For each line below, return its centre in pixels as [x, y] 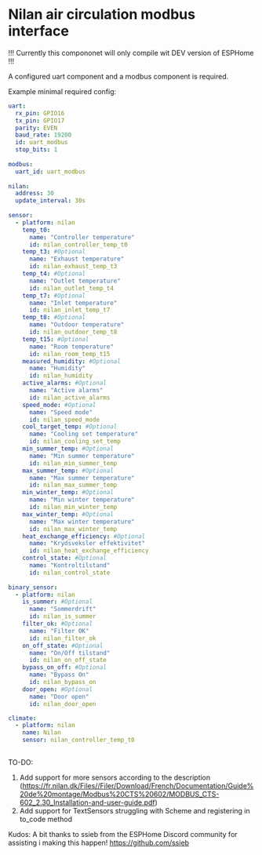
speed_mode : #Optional [59, 405]
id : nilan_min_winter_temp [73, 508]
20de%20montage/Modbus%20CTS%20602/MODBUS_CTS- [119, 794]
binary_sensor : [33, 587]
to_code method [46, 819]
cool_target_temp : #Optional [70, 427]
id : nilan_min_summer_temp [73, 463]
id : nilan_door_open [62, 704]
